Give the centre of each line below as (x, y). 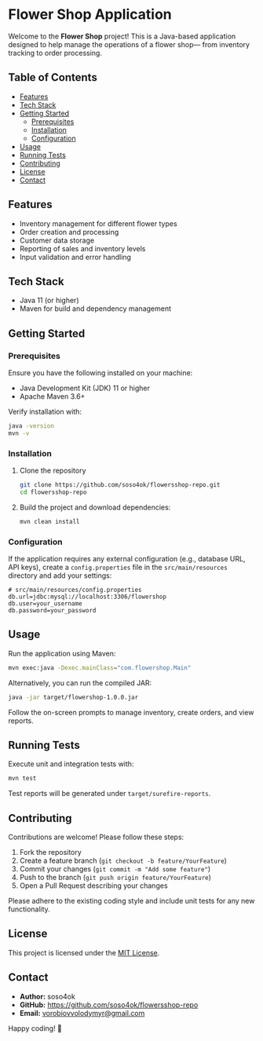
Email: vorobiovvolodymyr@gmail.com (82, 1013)
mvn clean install (49, 521)
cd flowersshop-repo (53, 492)
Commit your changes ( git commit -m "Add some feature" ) (115, 869)
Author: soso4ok (47, 996)
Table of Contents (53, 77)
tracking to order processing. (55, 53)
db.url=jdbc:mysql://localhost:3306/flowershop (88, 597)
